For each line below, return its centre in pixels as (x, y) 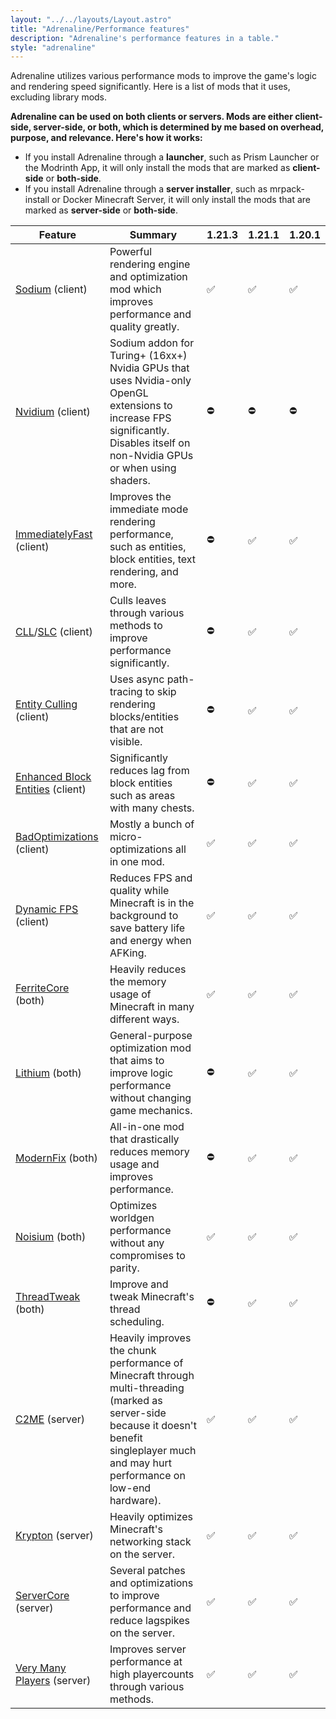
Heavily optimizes (151, 1517)
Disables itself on (150, 443)
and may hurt (140, 1463)
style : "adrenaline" (53, 47)
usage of (130, 994)
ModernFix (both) (56, 1158)
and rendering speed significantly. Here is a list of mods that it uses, (150, 87)
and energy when (150, 941)
